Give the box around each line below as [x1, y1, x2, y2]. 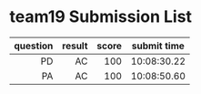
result [62, 39, 88, 52]
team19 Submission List [9, 6, 193, 27]
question [14, 39, 54, 52]
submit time [131, 39, 185, 52]
